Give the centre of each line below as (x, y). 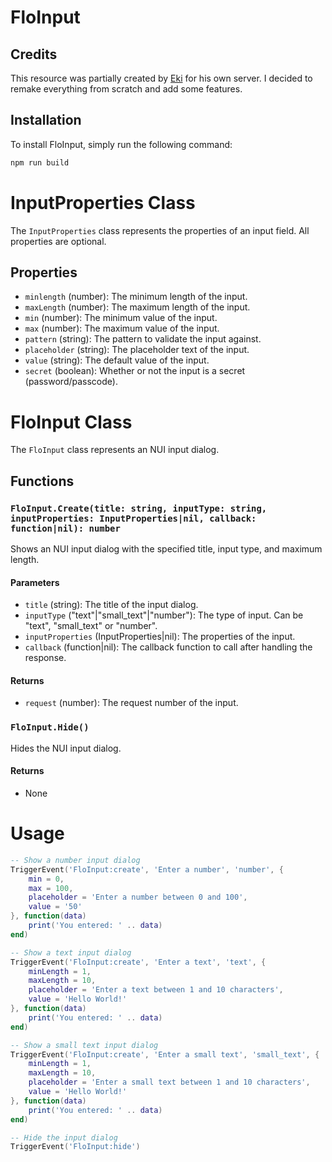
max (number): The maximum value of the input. (122, 328)
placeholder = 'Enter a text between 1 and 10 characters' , (156, 990)
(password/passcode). (71, 382)
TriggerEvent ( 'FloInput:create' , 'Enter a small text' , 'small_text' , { (165, 1054)
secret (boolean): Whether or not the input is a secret (135, 371)
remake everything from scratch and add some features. (126, 89)
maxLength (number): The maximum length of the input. (137, 307)
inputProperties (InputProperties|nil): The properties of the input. (160, 637)
